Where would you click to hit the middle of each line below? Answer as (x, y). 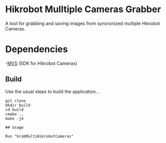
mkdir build (18, 105)
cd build (14, 110)
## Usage (14, 127)
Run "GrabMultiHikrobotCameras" (39, 136)
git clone (16, 101)
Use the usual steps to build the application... (53, 91)
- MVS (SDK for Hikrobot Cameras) (41, 63)
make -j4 (14, 118)
